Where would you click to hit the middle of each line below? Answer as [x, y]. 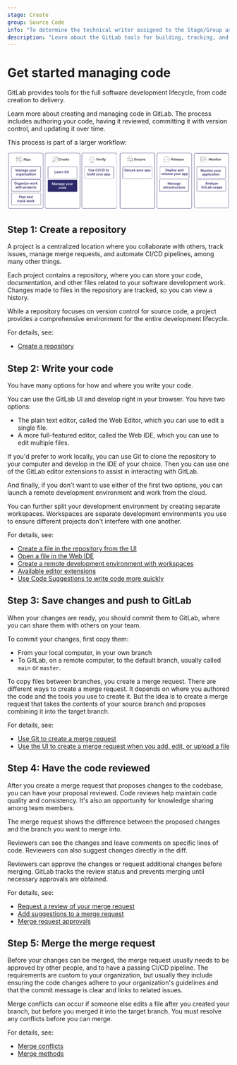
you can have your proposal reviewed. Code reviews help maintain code [112, 793]
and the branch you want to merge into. [65, 829]
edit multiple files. [43, 443]
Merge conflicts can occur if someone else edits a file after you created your [119, 1004]
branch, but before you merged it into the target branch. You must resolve [115, 1011]
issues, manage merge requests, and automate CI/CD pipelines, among [111, 254]
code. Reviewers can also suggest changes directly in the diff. [98, 850]
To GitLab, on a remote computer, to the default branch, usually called [119, 660]
